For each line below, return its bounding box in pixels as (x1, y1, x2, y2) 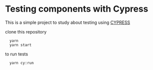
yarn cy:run (9, 60, 34, 65)
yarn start (9, 42, 32, 47)
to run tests (5, 51, 28, 57)
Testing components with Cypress (5, 3, 149, 15)
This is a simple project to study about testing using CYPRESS (5, 19, 130, 25)
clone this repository (5, 29, 47, 35)
